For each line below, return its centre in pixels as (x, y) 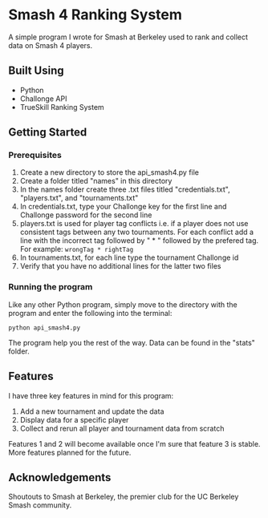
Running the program (51, 287)
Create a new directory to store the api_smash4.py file (109, 172)
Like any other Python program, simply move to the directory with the (123, 304)
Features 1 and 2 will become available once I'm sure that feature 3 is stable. (134, 443)
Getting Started (48, 133)
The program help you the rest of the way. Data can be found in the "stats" (132, 342)
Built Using (36, 71)
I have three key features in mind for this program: (91, 395)
